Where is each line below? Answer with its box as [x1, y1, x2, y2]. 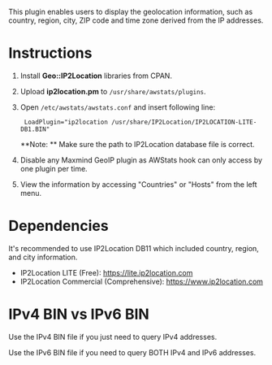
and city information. [8, 252, 78, 262]
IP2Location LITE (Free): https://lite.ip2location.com [19, 267, 193, 277]
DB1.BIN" [19, 125, 50, 133]
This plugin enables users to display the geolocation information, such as [8, 7, 253, 16]
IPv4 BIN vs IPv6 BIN [8, 305, 150, 324]
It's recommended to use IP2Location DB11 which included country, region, [8, 243, 260, 253]
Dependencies [8, 217, 109, 235]
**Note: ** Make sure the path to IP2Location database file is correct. [19, 139, 255, 149]
